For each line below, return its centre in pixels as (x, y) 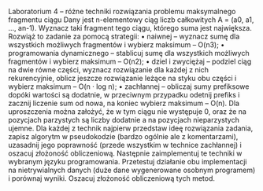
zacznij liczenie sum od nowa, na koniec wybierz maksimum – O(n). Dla (124, 103)
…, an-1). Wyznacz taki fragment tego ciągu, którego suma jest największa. (130, 28)
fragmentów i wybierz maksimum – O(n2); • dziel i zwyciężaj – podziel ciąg (130, 61)
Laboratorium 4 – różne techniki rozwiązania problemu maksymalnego (122, 11)
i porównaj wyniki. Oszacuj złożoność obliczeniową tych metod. (111, 178)
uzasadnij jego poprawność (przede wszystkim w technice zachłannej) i (125, 145)
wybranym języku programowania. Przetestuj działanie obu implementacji (128, 162)
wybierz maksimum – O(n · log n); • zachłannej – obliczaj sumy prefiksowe (129, 86)
